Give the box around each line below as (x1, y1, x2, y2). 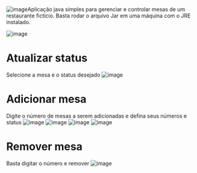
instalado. (6, 19, 31, 25)
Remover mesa (6, 140, 83, 154)
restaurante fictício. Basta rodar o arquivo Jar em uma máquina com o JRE (6, 12, 191, 19)
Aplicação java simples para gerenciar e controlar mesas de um (27, 6, 186, 13)
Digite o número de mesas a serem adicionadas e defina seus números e (6, 112, 187, 119)
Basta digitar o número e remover (6, 160, 89, 167)
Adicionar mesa (6, 92, 87, 106)
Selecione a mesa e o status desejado (6, 71, 101, 78)
